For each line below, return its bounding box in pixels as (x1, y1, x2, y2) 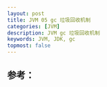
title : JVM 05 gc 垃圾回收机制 (7, 17, 91, 23)
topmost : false (7, 42, 51, 49)
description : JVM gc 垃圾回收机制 (7, 29, 100, 37)
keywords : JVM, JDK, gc (7, 36, 76, 43)
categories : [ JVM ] (7, 23, 60, 30)
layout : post (7, 10, 45, 17)
